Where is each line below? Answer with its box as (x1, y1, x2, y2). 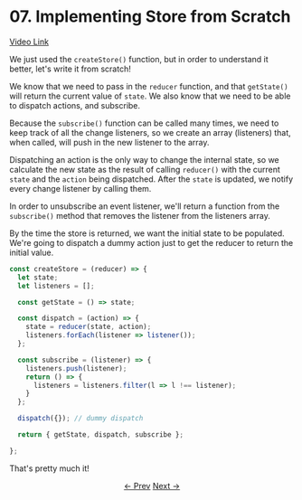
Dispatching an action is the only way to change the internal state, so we (9, 154, 279, 165)
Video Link (9, 36, 50, 47)
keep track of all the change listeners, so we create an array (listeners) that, (9, 127, 291, 137)
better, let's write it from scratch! (9, 63, 131, 74)
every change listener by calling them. (9, 183, 152, 193)
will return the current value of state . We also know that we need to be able (9, 90, 291, 101)
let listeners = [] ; (17, 281, 95, 290)
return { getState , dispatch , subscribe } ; (17, 430, 184, 439)
